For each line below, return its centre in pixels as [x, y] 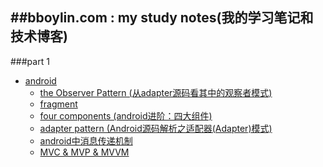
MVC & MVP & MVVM [84, 152]
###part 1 [30, 61]
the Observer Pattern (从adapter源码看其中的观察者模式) [156, 92]
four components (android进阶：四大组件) [126, 115]
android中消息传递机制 [86, 140]
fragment [58, 104]
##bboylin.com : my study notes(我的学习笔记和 [162, 18]
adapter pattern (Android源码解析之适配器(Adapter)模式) [156, 128]
